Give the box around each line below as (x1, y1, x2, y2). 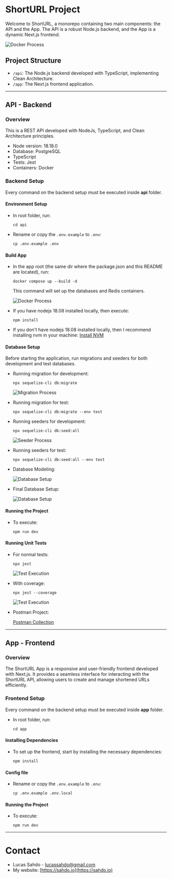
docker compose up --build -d (12, 279, 78, 284)
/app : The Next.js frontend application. (12, 81, 94, 87)
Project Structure (5, 56, 61, 65)
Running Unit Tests (5, 540, 47, 546)
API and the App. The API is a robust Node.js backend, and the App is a (5, 26, 156, 32)
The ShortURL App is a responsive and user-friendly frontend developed (5, 666, 159, 672)
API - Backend (5, 101, 52, 109)
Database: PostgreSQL (12, 148, 61, 154)
